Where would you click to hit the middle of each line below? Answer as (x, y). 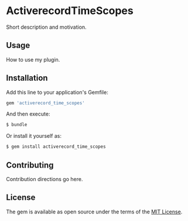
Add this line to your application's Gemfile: (57, 92)
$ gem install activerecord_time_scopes (56, 147)
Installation (27, 78)
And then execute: (28, 114)
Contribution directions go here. (45, 179)
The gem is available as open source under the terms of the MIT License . (94, 212)
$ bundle (17, 125)
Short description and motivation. (46, 27)
